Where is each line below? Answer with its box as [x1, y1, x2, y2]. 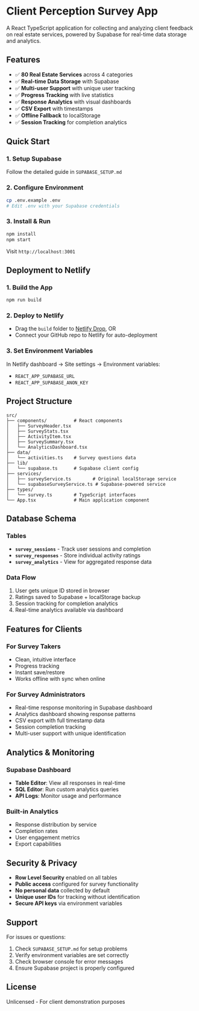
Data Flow [6, 574, 36, 582]
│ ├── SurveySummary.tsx [6, 439, 74, 445]
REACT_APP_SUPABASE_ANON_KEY [14, 380, 89, 386]
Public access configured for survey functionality [14, 880, 139, 888]
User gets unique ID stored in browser [14, 587, 110, 594]
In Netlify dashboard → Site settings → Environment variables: [6, 360, 160, 368]
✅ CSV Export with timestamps [14, 105, 93, 112]
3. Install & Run [6, 217, 51, 225]
